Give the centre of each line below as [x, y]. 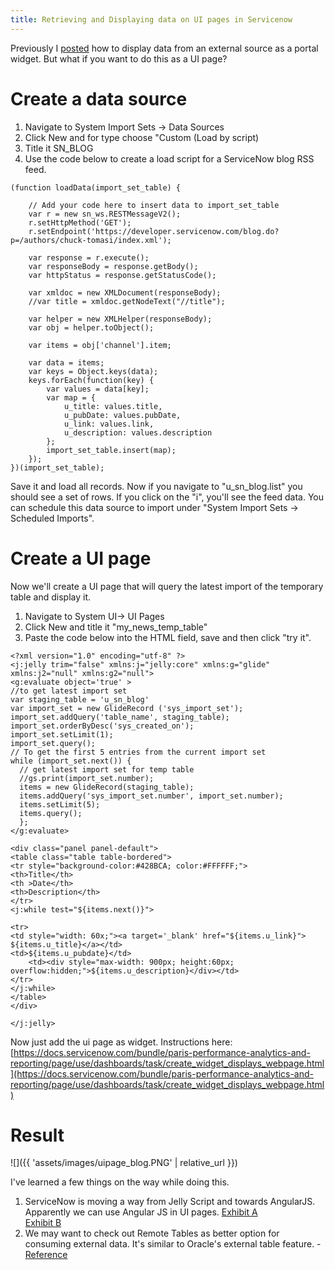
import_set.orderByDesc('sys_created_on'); [102, 726]
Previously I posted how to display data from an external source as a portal [164, 48]
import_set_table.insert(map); [111, 450]
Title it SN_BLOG [59, 148]
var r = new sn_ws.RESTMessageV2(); [105, 214]
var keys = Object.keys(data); [93, 371]
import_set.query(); [53, 743]
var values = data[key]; [98, 389]
